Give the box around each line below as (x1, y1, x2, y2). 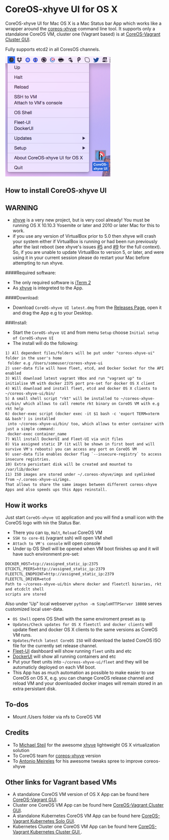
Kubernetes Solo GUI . (30, 818, 75, 824)
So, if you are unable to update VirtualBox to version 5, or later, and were (12, 249, 164, 255)
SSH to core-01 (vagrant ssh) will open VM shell (12, 535, 113, 541)
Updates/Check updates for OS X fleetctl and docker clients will (12, 621, 153, 627)
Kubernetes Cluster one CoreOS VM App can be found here (12, 823, 138, 830)
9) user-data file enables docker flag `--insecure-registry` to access (5, 452, 162, 457)
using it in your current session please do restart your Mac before (12, 254, 150, 261)
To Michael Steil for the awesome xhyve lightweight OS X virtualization (12, 742, 160, 748)
